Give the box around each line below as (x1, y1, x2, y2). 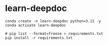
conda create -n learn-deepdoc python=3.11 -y (5, 19, 101, 23)
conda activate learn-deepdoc (5, 22, 67, 28)
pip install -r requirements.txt (5, 35, 73, 40)
